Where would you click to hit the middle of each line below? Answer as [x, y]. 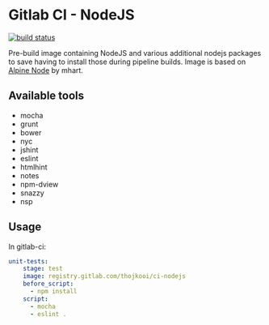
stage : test [43, 269]
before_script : [48, 284]
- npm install [54, 292]
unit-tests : [28, 261]
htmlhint [34, 167]
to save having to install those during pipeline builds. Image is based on [127, 62]
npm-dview [39, 184]
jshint [29, 150]
